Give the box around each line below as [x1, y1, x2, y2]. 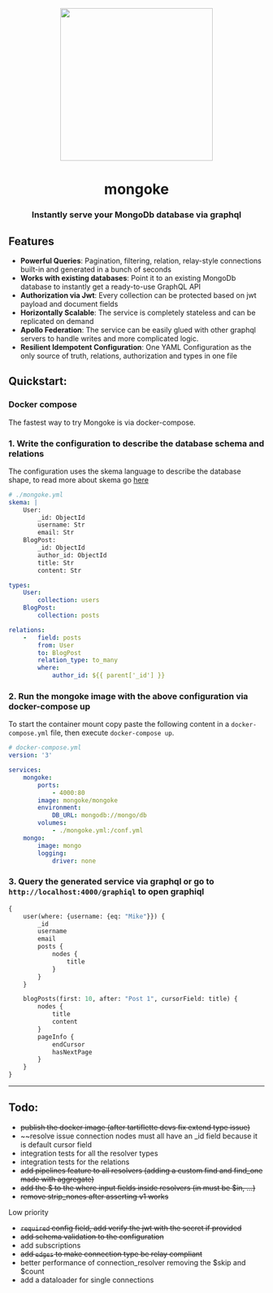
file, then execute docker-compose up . [50, 728, 175, 738]
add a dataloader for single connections [19, 1274, 154, 1285]
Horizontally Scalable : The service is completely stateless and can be [19, 308, 256, 317]
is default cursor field [19, 1139, 92, 1149]
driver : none [51, 857, 96, 865]
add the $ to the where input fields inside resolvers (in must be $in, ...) [19, 1182, 256, 1192]
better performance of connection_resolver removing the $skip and [19, 1257, 246, 1267]
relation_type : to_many [37, 656, 118, 665]
